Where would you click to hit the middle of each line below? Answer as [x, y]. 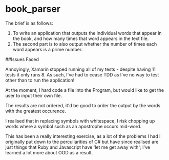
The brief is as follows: [29, 23]
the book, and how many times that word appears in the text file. [81, 38]
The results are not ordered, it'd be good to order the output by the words [83, 105]
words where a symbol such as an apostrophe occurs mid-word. [73, 126]
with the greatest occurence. [36, 111]
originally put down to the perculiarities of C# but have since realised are [82, 142]
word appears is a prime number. [48, 49]
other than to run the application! [40, 80]
